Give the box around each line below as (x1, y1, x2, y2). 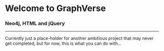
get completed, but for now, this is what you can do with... (5, 40, 122, 46)
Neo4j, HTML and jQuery (5, 20, 65, 27)
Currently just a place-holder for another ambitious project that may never (5, 36, 154, 41)
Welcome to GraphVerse (5, 3, 106, 14)
